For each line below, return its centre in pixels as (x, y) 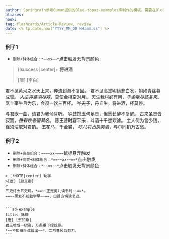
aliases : (14, 15)
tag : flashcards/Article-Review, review (48, 24)
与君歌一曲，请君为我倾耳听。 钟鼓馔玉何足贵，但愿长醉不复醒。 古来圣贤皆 (83, 114)
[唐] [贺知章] (18, 220)
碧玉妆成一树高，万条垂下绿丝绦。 (35, 225)
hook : (11, 19)
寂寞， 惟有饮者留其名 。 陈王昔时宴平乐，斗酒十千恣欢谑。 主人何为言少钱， (83, 121)
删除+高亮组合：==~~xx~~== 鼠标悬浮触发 (51, 153)
